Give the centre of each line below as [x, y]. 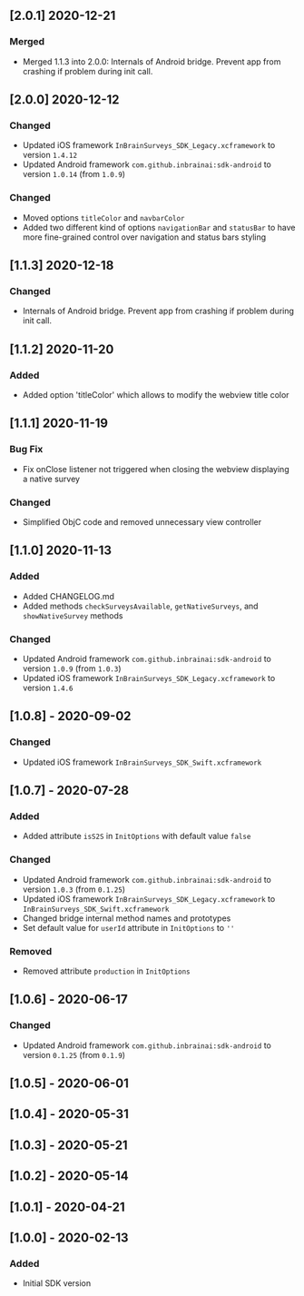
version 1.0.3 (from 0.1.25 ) [74, 889]
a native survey [51, 479]
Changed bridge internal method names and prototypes [127, 918]
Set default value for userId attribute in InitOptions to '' [128, 927]
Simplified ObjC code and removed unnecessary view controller [142, 522]
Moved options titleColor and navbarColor [103, 217]
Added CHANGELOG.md [69, 596]
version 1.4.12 [50, 155]
